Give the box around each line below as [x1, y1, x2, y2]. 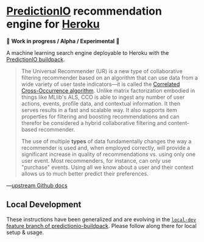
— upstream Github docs [6, 182, 68, 189]
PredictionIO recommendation [6, 4, 163, 18]
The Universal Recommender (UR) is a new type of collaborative [21, 67, 183, 74]
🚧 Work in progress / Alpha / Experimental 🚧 [6, 37, 120, 44]
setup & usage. [6, 229, 44, 236]
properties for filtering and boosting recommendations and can [21, 113, 180, 120]
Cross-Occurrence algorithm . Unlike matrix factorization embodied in [21, 87, 195, 94]
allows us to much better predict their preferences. [21, 169, 149, 177]
